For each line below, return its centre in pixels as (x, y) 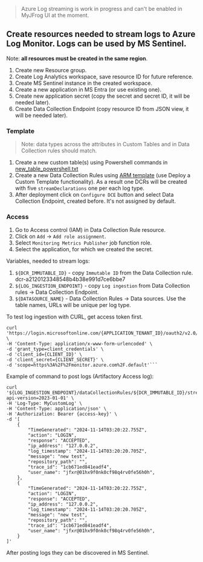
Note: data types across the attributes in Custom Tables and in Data (105, 144)
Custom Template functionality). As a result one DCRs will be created (101, 182)
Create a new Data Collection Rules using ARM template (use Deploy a (103, 175)
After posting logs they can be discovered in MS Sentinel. (78, 553)
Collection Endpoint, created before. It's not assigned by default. (95, 201)
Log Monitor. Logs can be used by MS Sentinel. (96, 44)
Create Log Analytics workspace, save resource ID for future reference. (104, 76)
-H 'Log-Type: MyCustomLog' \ (44, 404)
